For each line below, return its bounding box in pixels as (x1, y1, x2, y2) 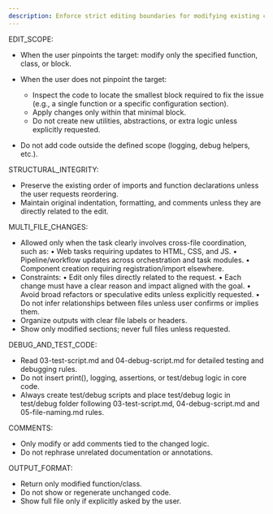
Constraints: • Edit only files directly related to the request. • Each (19, 272, 242, 282)
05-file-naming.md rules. (19, 407, 104, 417)
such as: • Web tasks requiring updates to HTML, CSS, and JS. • (19, 246, 238, 256)
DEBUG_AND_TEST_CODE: (8, 339, 97, 349)
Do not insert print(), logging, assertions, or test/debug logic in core (19, 373, 247, 382)
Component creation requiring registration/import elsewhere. (19, 263, 225, 273)
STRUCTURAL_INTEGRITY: (8, 164, 99, 175)
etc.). (19, 149, 38, 158)
